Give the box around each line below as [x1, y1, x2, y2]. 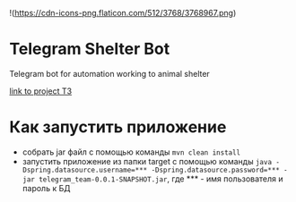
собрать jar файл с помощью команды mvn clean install [22, 147, 241, 157]
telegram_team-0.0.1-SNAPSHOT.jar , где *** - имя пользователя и [39, 173, 284, 184]
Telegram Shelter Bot [9, 39, 170, 59]
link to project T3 [9, 85, 73, 97]
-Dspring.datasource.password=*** [151, 165, 280, 174]
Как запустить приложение [9, 117, 227, 138]
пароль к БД [22, 182, 71, 193]
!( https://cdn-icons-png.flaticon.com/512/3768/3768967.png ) [9, 8, 237, 18]
